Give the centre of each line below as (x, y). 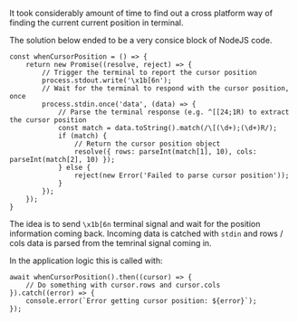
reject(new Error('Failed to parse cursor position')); (182, 175)
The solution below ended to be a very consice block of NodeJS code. (141, 40)
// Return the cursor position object (147, 144)
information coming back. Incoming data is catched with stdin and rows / (146, 233)
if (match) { (82, 136)
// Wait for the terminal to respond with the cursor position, (166, 89)
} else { (74, 167)
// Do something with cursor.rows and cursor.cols (123, 285)
